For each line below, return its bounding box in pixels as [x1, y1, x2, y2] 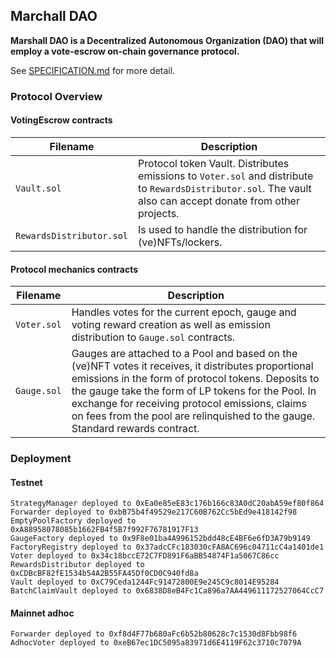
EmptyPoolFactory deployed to [10, 516, 137, 526]
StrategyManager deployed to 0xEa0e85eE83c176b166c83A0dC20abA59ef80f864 [10, 499, 325, 509]
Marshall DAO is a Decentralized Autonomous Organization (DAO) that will [10, 34, 325, 46]
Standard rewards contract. [71, 422, 200, 436]
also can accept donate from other [138, 194, 300, 208]
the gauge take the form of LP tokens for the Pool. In [71, 384, 317, 398]
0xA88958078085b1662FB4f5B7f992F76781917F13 [10, 525, 199, 535]
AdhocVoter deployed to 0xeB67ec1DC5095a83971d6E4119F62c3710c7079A [10, 638, 302, 648]
